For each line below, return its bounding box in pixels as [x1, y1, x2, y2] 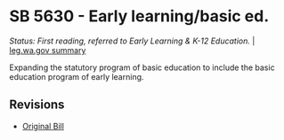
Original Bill [21, 121, 65, 131]
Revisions [9, 97, 65, 113]
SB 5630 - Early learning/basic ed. [9, 6, 270, 27]
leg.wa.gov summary [9, 44, 86, 55]
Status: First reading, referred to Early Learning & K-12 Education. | [9, 35, 256, 46]
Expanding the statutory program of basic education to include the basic [9, 62, 275, 73]
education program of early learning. [9, 71, 144, 82]
